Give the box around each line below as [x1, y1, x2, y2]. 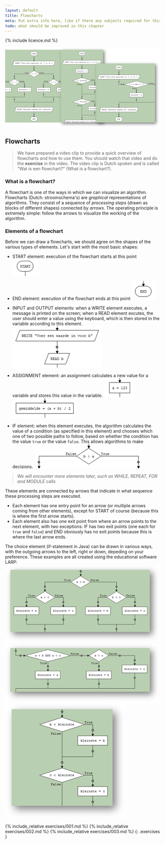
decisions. [12, 463, 33, 469]
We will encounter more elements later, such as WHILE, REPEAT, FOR [17, 473, 158, 479]
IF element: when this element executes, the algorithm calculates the [12, 423, 151, 429]
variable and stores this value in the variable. [12, 392, 103, 398]
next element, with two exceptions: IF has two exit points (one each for [12, 523, 156, 529]
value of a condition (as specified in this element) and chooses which [12, 428, 153, 434]
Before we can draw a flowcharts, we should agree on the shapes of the [5, 239, 151, 245]
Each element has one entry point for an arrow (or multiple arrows [12, 502, 146, 508]
